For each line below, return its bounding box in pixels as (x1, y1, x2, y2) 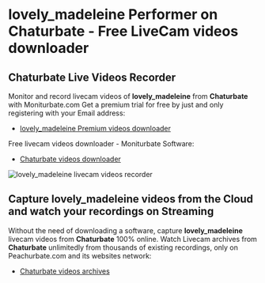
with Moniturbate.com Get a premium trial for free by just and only (8, 100, 224, 109)
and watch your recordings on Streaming (8, 205, 214, 218)
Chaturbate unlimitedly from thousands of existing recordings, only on (8, 243, 239, 252)
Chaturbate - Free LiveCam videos (8, 22, 239, 40)
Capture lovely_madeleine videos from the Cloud (8, 192, 254, 206)
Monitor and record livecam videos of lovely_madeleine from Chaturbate (8, 92, 248, 100)
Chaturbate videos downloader (19, 154, 121, 164)
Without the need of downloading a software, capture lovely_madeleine (8, 225, 243, 235)
